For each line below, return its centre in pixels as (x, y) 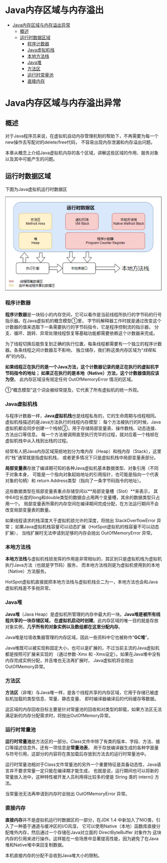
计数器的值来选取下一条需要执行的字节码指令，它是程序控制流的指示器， (79, 327)
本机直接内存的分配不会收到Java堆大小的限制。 (54, 855)
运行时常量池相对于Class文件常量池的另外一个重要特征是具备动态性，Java (81, 765)
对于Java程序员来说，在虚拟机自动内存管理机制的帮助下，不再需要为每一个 (82, 136)
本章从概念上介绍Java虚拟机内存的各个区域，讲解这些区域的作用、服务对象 (82, 153)
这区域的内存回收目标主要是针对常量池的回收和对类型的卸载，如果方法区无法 (83, 709)
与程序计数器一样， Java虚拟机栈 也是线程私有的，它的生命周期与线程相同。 (82, 416)
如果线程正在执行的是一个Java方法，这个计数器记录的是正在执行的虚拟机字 (82, 366)
